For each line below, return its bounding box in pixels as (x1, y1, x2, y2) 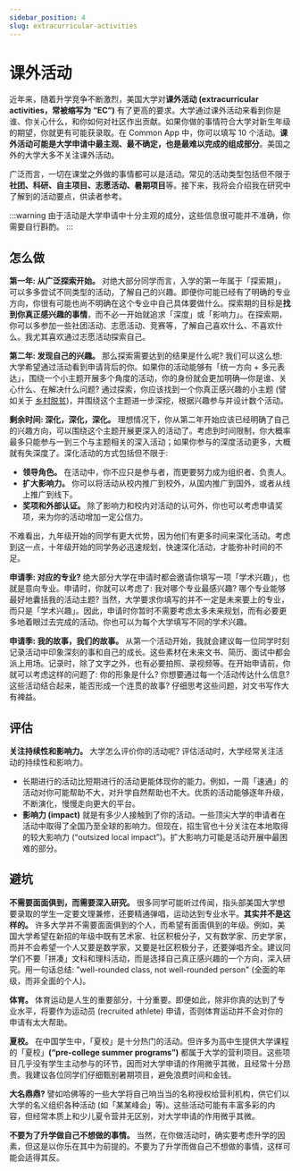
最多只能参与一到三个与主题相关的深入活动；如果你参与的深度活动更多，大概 (9, 437, 291, 447)
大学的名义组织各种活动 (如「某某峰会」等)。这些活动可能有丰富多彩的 (9, 1099, 268, 1110)
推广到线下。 (29, 489, 78, 500)
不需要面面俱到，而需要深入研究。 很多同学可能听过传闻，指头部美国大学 (9, 896, 278, 908)
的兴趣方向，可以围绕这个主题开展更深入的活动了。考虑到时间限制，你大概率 (9, 426, 291, 437)
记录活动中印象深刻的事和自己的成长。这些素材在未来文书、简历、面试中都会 (9, 647, 291, 658)
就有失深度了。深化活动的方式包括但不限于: (9, 448, 169, 459)
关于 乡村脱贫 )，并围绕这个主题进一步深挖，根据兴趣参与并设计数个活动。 (16, 395, 288, 406)
